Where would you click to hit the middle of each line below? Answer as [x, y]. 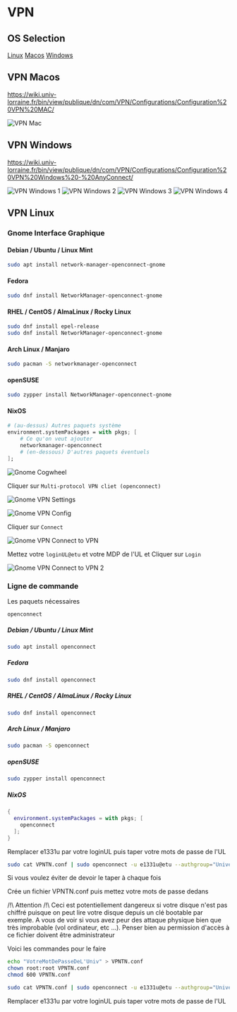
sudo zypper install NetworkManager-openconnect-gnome [90, 395]
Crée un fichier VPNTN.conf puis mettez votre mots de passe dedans [108, 891]
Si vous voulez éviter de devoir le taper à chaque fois [84, 878]
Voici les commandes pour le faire [57, 949]
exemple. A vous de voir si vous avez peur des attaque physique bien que [115, 920]
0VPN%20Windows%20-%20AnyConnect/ [71, 177]
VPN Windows [40, 145]
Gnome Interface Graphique [56, 233]
